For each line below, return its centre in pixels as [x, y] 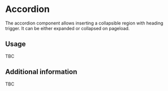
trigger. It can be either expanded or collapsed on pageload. [67, 28]
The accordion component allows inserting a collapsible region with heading [84, 23]
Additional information [41, 72]
